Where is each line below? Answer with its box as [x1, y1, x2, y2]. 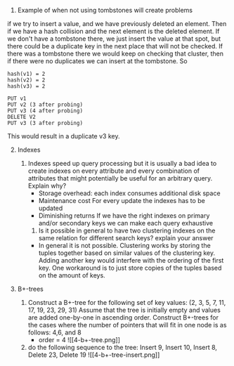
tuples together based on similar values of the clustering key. [38, 249, 216, 257]
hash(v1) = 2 [7, 70, 46, 77]
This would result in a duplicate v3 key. [7, 132, 120, 140]
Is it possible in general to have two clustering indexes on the [38, 226, 216, 235]
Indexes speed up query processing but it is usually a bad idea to [27, 159, 217, 167]
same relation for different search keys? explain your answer [38, 234, 214, 242]
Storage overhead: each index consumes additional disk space [38, 189, 221, 197]
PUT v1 [7, 95, 27, 102]
